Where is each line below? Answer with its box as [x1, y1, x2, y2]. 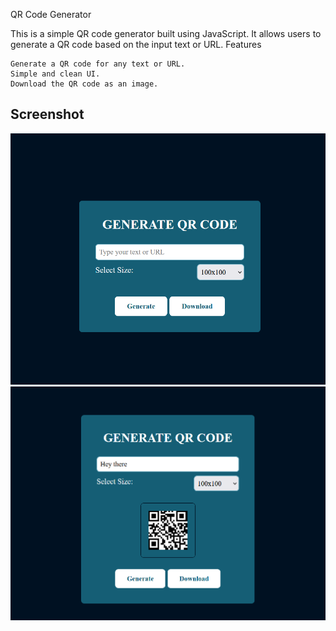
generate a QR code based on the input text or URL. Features [10, 39, 262, 50]
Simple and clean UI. [10, 69, 101, 79]
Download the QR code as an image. [10, 79, 159, 89]
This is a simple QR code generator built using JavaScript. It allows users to [10, 28, 322, 39]
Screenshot [10, 106, 85, 123]
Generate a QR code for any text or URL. [10, 59, 186, 69]
